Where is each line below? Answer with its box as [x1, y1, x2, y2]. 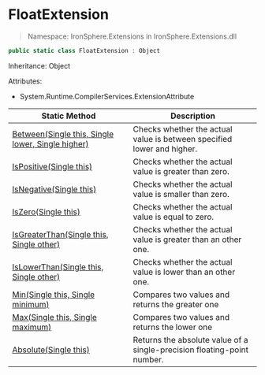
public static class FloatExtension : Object [8, 46, 160, 54]
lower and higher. [132, 143, 198, 154]
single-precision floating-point [132, 344, 248, 355]
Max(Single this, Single [12, 311, 97, 322]
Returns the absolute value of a [132, 334, 248, 345]
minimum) [12, 299, 50, 310]
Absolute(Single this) [12, 344, 91, 355]
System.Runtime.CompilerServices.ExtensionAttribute [19, 91, 195, 101]
